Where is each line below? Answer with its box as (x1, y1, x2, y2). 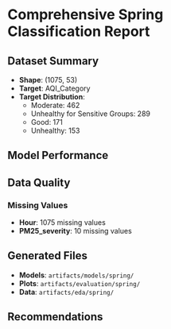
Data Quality (7, 176, 71, 189)
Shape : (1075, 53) (18, 75, 78, 84)
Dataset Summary (7, 54, 99, 68)
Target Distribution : (18, 92, 85, 101)
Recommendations (7, 310, 103, 323)
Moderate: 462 (30, 101, 80, 110)
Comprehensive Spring (7, 6, 164, 24)
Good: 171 (30, 118, 63, 126)
